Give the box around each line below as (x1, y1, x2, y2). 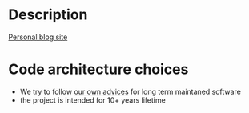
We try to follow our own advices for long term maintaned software (19, 87, 242, 96)
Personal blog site (8, 32, 68, 42)
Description (8, 6, 88, 24)
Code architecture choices (8, 60, 189, 79)
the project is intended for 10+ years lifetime (19, 95, 166, 105)
